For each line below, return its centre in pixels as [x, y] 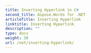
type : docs [17, 33]
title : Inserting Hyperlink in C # [42, 10]
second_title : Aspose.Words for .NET [45, 15]
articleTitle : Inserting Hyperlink [43, 19]
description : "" [22, 29]
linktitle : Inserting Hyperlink [40, 24]
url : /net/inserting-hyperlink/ [40, 43]
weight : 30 [17, 38]
